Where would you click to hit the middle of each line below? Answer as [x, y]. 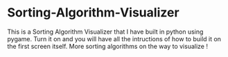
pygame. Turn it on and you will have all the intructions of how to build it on [114, 38]
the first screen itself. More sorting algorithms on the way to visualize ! [107, 46]
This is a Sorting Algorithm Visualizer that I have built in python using [105, 32]
